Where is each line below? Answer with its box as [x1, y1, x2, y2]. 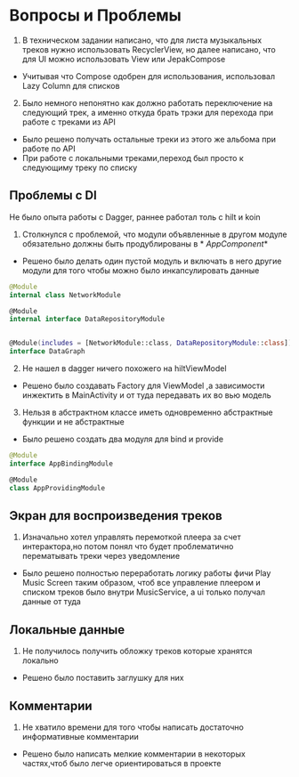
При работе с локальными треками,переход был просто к [21, 152, 244, 163]
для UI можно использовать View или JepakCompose [21, 53, 226, 64]
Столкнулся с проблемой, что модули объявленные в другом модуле [21, 229, 287, 239]
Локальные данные [9, 622, 125, 637]
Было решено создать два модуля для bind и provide [21, 433, 224, 444]
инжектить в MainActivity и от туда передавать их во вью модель [21, 390, 271, 401]
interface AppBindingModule [9, 459, 114, 468]
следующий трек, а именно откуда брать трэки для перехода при [21, 107, 274, 117]
